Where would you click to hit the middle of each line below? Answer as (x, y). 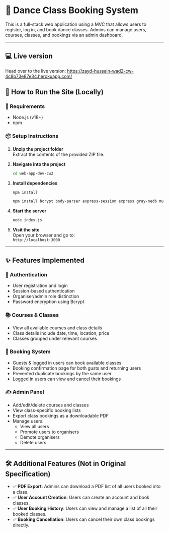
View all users (34, 426)
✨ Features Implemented (45, 260)
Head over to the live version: (36, 71)
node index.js (27, 220)
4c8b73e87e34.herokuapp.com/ (39, 76)
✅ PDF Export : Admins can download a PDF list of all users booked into (87, 486)
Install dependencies (35, 183)
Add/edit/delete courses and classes (51, 405)
